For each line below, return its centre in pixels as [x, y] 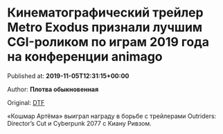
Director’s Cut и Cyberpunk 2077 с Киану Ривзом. [80, 123]
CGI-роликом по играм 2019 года [108, 42]
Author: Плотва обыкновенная [53, 89]
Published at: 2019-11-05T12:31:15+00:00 [68, 76]
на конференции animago [85, 57]
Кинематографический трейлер [105, 13]
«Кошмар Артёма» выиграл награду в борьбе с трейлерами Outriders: [112, 116]
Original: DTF [26, 102]
